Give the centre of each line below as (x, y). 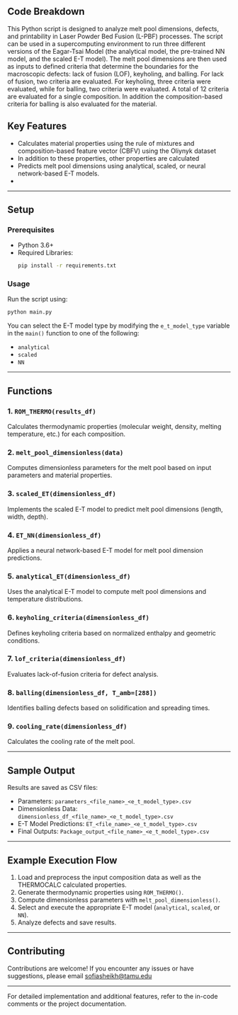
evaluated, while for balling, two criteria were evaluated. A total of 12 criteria (118, 88)
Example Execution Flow (62, 860)
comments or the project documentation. (67, 1004)
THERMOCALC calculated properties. (72, 885)
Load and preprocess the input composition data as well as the (109, 878)
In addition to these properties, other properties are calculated (108, 158)
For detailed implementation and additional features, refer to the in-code (113, 996)
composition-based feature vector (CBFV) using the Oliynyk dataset (117, 151)
